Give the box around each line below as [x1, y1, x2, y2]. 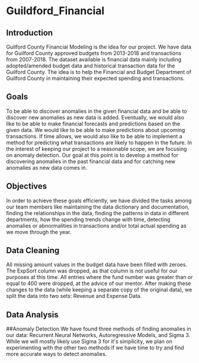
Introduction [6, 28, 53, 38]
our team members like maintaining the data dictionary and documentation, [6, 203, 190, 210]
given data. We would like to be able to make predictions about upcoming [6, 126, 185, 134]
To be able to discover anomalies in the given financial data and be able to [6, 108, 188, 115]
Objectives [6, 181, 47, 192]
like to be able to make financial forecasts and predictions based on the [6, 120, 181, 127]
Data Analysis [6, 309, 59, 320]
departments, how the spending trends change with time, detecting [6, 216, 171, 223]
